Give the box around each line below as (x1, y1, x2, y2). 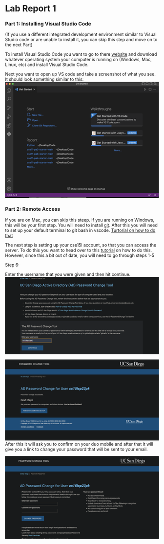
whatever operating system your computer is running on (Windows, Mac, (5, 57, 152, 63)
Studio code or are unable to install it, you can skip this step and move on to (5, 37, 158, 43)
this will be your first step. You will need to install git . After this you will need (5, 222, 158, 228)
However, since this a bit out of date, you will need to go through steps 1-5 (5, 252, 155, 258)
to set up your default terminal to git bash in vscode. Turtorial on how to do (5, 227, 156, 233)
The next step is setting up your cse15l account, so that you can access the (5, 242, 157, 248)
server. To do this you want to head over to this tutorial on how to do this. (5, 247, 152, 253)
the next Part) (5, 42, 33, 48)
